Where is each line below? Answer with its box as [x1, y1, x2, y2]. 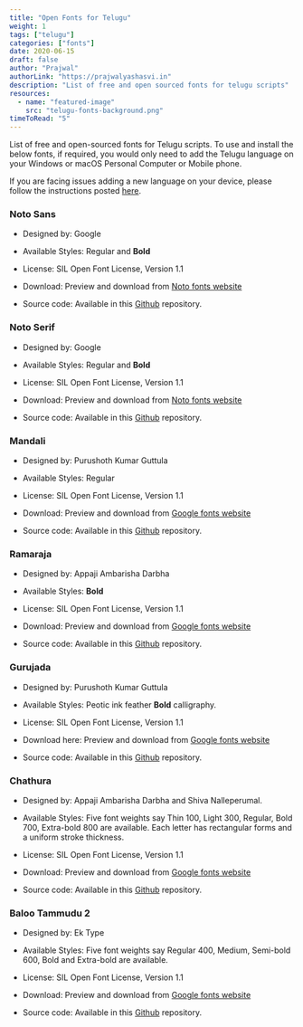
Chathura [9, 775, 52, 787]
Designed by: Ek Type [22, 927, 105, 938]
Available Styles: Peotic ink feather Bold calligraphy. [22, 699, 217, 710]
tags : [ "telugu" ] [9, 30, 75, 39]
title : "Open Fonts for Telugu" [9, 13, 131, 23]
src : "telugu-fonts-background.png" [25, 106, 165, 115]
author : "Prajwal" [9, 64, 79, 73]
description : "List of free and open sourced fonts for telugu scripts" [9, 81, 289, 90]
